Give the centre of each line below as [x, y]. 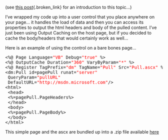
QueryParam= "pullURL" [34, 77]
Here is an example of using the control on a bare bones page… [71, 48]
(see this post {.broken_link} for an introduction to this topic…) [68, 7]
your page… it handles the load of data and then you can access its [74, 22]
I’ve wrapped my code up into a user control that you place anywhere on [80, 17]
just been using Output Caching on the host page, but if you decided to [78, 33]
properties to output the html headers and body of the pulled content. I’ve [81, 27]
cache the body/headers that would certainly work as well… [67, 38]
